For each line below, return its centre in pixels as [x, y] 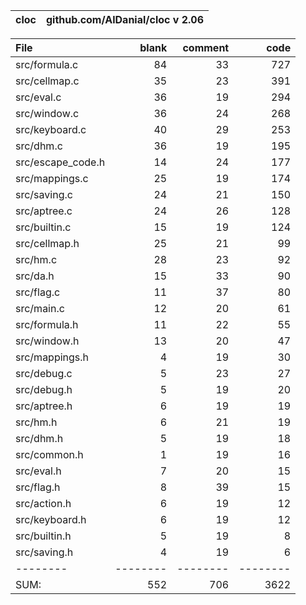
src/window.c [47, 113]
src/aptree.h [44, 406]
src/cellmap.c [47, 81]
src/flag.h [38, 487]
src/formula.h [47, 324]
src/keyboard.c [51, 129]
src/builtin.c [43, 227]
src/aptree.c [44, 211]
